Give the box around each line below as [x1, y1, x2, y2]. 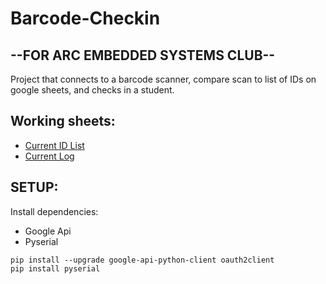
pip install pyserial [10, 263, 101, 274]
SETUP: [10, 179, 59, 196]
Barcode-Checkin [10, 7, 161, 30]
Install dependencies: [10, 205, 99, 217]
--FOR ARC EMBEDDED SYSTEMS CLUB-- [10, 47, 276, 64]
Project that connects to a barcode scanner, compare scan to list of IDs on [10, 73, 317, 85]
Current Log [24, 150, 75, 162]
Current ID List [24, 139, 85, 151]
